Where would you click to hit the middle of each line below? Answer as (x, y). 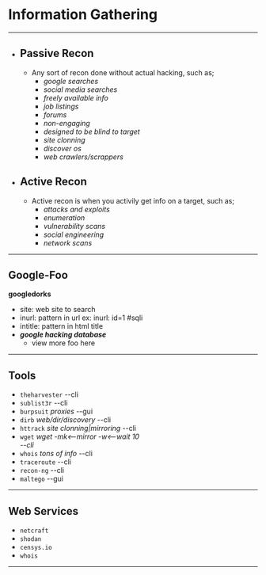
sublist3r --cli (44, 403)
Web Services (44, 511)
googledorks (30, 294)
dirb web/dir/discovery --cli (65, 420)
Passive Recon (57, 53)
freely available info (76, 97)
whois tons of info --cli (56, 454)
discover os (62, 148)
